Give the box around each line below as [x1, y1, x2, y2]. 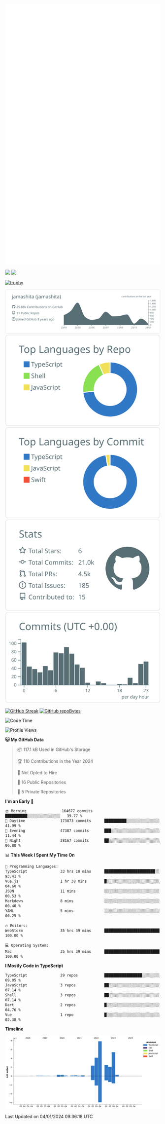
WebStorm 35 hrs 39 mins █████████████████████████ [5, 928, 160, 934]
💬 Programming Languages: [5, 864, 58, 869]
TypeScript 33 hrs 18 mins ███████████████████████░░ [5, 869, 160, 874]
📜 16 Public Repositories [17, 779, 66, 786]
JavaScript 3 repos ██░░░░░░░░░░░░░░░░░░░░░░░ [5, 983, 160, 988]
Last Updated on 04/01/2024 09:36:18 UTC [5, 1113, 93, 1119]
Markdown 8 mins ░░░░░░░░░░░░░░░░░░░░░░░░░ [5, 899, 160, 904]
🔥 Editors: [5, 923, 28, 929]
